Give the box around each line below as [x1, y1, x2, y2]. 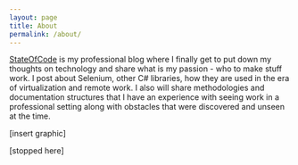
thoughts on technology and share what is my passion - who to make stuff [9, 63, 283, 74]
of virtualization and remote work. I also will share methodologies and [9, 82, 265, 94]
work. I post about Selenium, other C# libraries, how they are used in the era [9, 73, 290, 84]
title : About [9, 21, 58, 30]
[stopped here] [9, 145, 64, 156]
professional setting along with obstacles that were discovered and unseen [9, 102, 286, 112]
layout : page [9, 12, 58, 22]
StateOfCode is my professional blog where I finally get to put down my [9, 54, 272, 65]
